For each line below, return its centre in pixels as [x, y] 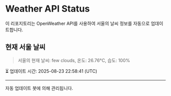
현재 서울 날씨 [25, 47]
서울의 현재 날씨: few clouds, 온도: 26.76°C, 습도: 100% [74, 60]
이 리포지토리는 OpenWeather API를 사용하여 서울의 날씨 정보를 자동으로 [78, 23]
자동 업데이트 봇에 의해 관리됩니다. [39, 88]
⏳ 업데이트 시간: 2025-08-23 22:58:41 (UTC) [51, 71]
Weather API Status [48, 9]
